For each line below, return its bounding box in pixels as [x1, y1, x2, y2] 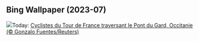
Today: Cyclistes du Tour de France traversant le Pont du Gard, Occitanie [12, 21, 194, 29]
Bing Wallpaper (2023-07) [6, 5, 106, 15]
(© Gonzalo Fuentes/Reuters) [6, 28, 79, 35]
